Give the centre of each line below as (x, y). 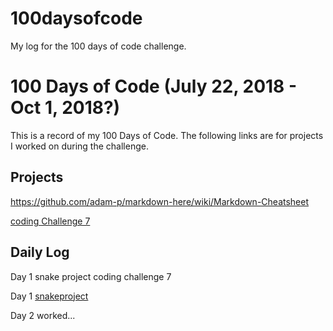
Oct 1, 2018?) (65, 108)
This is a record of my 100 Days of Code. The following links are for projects (167, 135)
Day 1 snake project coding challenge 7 (91, 276)
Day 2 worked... (43, 315)
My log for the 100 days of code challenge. (98, 46)
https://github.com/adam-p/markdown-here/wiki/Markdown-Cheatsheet (160, 201)
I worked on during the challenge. (79, 146)
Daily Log (40, 252)
